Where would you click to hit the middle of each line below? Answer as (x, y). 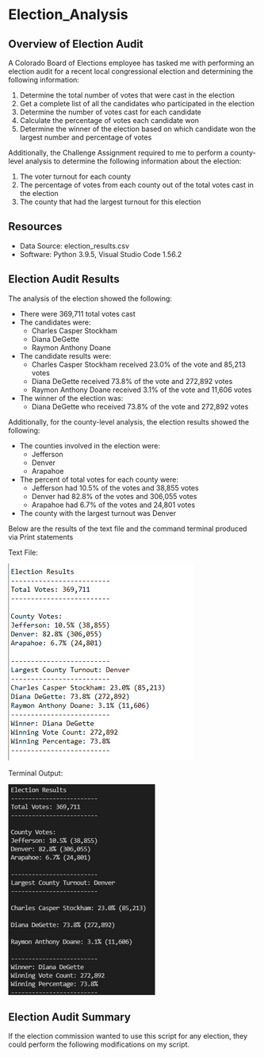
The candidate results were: (65, 356)
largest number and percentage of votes (86, 137)
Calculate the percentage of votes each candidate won (109, 120)
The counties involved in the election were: (90, 445)
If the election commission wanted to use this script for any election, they (128, 1036)
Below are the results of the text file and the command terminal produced (128, 528)
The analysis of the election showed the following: (90, 298)
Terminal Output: (36, 773)
